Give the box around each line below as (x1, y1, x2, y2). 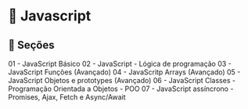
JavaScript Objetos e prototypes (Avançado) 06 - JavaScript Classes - (8, 76, 236, 85)
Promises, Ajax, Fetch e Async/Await (8, 93, 126, 101)
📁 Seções (8, 38, 55, 52)
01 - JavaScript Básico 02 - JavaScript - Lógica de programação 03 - (8, 59, 232, 68)
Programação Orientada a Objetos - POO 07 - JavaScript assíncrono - (8, 84, 234, 93)
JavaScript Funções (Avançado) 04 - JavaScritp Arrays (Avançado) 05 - (8, 67, 241, 77)
